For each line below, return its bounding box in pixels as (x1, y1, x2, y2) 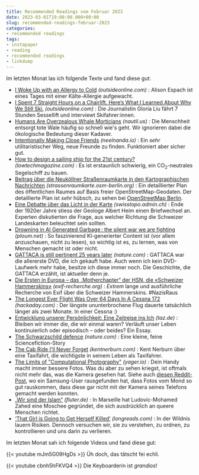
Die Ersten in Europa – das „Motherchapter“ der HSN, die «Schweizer (14, 276, 184, 283)
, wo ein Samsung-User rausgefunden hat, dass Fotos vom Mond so (25, 377, 192, 384)
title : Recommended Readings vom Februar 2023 (6, 8, 123, 15)
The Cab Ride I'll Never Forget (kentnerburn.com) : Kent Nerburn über (14, 346, 185, 353)
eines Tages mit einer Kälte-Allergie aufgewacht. (14, 93, 134, 100)
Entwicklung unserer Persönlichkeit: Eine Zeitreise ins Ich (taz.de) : (14, 314, 178, 321)
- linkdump (6, 58, 33, 64)
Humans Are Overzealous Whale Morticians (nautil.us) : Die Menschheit (14, 117, 190, 125)
